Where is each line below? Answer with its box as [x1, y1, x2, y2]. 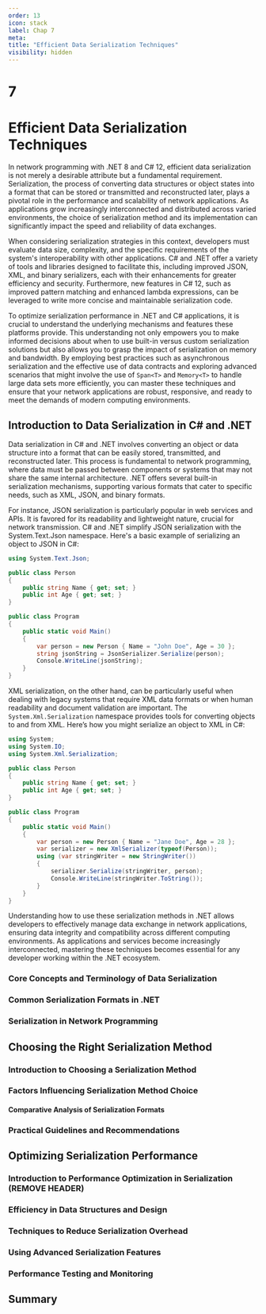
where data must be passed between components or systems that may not [8, 464, 253, 474]
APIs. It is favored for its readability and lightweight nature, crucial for [8, 514, 234, 523]
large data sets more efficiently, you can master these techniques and [8, 379, 236, 388]
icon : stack [8, 19, 47, 27]
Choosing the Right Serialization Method [8, 1040, 212, 1054]
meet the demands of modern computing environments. [8, 395, 191, 405]
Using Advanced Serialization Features [8, 1247, 161, 1258]
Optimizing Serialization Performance [8, 1149, 199, 1163]
